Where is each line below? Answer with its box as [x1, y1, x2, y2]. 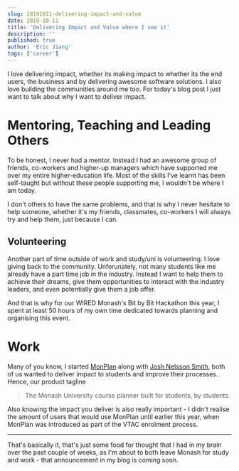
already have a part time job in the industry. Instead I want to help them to [7, 270, 223, 278]
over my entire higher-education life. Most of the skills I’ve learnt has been [7, 171, 225, 179]
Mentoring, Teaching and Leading [7, 117, 211, 134]
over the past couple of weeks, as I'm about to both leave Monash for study [7, 448, 229, 456]
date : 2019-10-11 [7, 17, 59, 24]
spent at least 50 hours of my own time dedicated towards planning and [7, 306, 218, 314]
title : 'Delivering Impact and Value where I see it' [7, 23, 171, 31]
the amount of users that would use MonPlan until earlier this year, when [7, 412, 220, 420]
